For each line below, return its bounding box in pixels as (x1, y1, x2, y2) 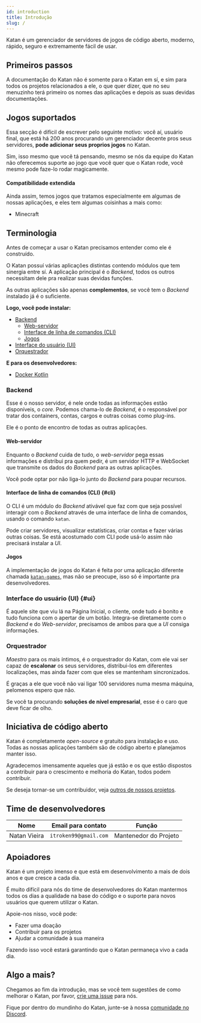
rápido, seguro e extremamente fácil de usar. (6, 43, 117, 50)
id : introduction (6, 8, 50, 15)
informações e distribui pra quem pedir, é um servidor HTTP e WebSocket (6, 457, 190, 465)
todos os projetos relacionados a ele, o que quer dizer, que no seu (6, 82, 170, 90)
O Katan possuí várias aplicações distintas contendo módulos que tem (6, 262, 181, 269)
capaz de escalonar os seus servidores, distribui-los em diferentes (6, 662, 173, 669)
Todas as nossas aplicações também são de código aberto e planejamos (6, 744, 186, 751)
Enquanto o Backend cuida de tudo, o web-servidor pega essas (6, 451, 164, 458)
